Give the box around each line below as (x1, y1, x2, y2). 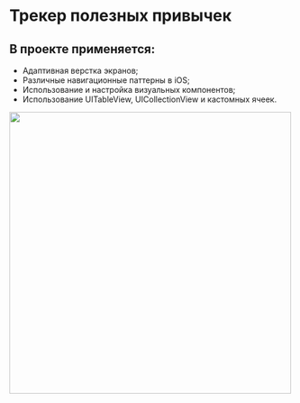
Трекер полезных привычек (9, 5, 232, 26)
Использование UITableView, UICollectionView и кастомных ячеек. (22, 94, 277, 105)
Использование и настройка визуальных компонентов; (22, 85, 236, 95)
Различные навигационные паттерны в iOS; (22, 75, 191, 86)
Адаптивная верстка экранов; (22, 65, 139, 76)
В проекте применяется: (9, 41, 156, 57)
